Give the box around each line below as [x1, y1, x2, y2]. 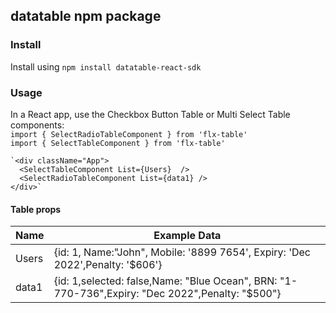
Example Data [153, 229, 222, 243]
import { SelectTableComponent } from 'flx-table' [10, 138, 226, 148]
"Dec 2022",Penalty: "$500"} [141, 287, 282, 301]
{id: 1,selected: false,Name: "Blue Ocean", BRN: [53, 274, 278, 288]
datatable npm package [10, 8, 162, 25]
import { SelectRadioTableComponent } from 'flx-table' [10, 129, 248, 139]
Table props [10, 203, 62, 215]
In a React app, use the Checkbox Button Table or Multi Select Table [10, 108, 291, 120]
